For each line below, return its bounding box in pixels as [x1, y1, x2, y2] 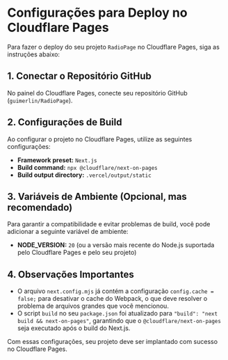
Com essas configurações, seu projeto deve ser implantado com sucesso [7, 338, 218, 346]
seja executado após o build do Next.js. [17, 324, 131, 332]
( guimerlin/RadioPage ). [7, 96, 73, 104]
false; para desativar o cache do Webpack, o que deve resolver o [17, 295, 208, 303]
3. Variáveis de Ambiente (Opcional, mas [7, 190, 188, 203]
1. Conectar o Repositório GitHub [7, 70, 152, 82]
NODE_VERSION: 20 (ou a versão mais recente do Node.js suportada [17, 241, 215, 249]
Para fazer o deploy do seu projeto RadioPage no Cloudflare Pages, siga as [7, 42, 220, 51]
